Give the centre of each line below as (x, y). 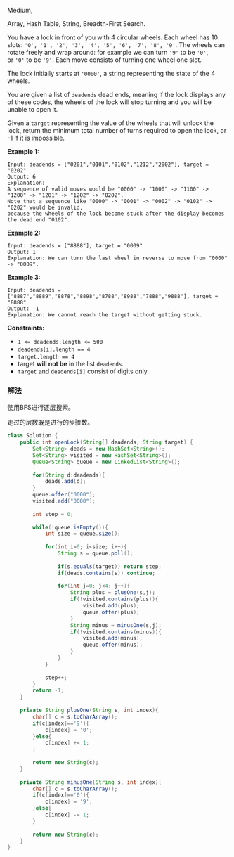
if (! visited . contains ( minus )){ (116, 632)
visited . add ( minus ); (112, 638)
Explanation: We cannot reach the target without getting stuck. (105, 315)
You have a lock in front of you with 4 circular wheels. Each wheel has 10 (113, 37)
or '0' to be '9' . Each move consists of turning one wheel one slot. (105, 60)
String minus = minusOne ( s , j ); (116, 625)
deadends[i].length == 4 (54, 349)
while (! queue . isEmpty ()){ (71, 527)
